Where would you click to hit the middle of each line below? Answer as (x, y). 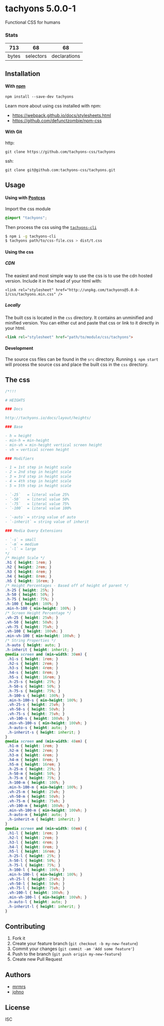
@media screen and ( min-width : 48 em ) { (46, 741)
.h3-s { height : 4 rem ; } (33, 668)
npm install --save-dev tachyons (39, 97)
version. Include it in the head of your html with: (53, 281)
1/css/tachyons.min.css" (31, 294)
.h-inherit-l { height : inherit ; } (44, 906)
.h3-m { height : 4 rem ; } (33, 755)
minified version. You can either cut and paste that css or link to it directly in (82, 323)
